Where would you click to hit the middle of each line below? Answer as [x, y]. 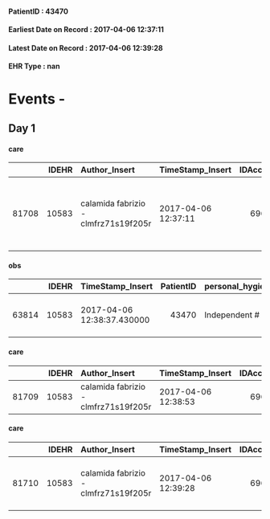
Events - [37, 98]
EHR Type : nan [34, 66]
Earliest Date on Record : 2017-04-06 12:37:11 [86, 30]
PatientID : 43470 [38, 11]
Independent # [232, 315]
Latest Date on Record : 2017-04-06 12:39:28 [86, 47]
